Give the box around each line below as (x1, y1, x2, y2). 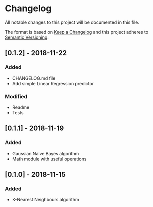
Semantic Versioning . (5, 34, 49, 40)
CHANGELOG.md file (12, 75, 56, 81)
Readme (12, 104, 30, 110)
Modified (5, 93, 28, 100)
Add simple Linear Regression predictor (12, 80, 94, 86)
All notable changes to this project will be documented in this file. (5, 19, 140, 25)
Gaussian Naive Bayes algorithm (12, 150, 79, 156)
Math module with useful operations (12, 156, 87, 162)
